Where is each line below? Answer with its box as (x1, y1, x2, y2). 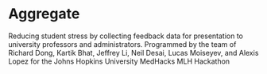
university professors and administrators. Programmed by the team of (8, 39, 237, 49)
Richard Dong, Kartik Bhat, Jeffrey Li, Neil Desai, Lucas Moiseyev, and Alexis (8, 48, 259, 57)
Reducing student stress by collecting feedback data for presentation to (8, 31, 244, 41)
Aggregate (8, 5, 80, 23)
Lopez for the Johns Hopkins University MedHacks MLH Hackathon (8, 56, 230, 66)
